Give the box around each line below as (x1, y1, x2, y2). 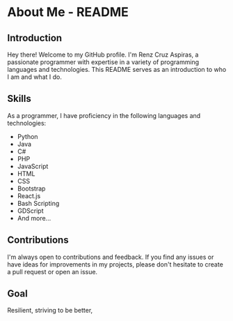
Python (17, 132, 38, 140)
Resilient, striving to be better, (7, 306, 93, 315)
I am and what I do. (7, 73, 63, 81)
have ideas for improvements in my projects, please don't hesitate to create (7, 260, 224, 269)
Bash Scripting (17, 199, 60, 207)
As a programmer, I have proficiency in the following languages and (7, 111, 201, 119)
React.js (17, 191, 41, 200)
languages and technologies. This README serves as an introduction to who (7, 66, 227, 73)
